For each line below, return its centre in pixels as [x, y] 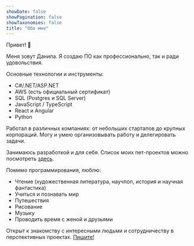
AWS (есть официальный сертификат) [62, 92]
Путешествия [32, 200]
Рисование [28, 207]
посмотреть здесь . [30, 159]
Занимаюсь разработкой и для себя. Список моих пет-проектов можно [97, 153]
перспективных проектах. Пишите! [50, 237]
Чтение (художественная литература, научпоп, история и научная [99, 182]
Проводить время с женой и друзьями [64, 219]
